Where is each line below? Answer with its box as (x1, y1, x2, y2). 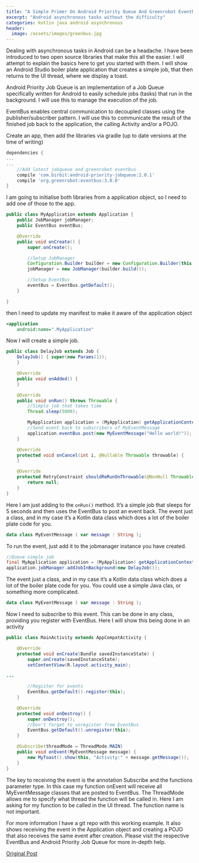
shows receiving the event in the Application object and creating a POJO (6, 826, 184, 833)
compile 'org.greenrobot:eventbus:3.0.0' (17, 178, 120, 184)
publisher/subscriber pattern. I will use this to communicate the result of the (6, 114, 191, 122)
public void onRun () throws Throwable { (17, 397, 118, 404)
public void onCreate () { (17, 239, 81, 245)
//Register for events (27, 684, 84, 690)
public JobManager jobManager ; (17, 217, 94, 223)
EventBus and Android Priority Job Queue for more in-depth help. (6, 838, 166, 845)
